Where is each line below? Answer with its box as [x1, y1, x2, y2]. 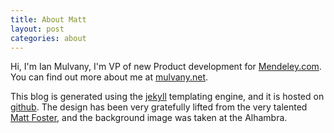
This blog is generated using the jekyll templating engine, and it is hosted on [10, 91, 325, 103]
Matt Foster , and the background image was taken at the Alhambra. [10, 112, 288, 124]
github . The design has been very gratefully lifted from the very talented [10, 101, 308, 113]
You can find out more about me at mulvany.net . [10, 71, 209, 83]
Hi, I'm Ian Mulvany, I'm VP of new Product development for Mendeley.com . [10, 61, 322, 73]
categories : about [10, 33, 87, 43]
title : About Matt [10, 14, 87, 25]
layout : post [10, 24, 65, 34]
